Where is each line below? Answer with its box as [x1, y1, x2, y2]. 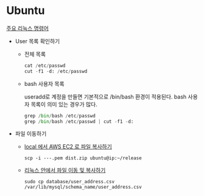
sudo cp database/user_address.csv [24, 179, 114, 185]
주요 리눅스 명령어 [6, 24, 49, 32]
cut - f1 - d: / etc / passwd [24, 68, 88, 74]
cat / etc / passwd [24, 62, 66, 69]
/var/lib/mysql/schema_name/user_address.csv [24, 184, 142, 191]
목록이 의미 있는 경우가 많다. [30, 100, 97, 108]
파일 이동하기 [15, 130, 47, 138]
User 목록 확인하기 [15, 37, 60, 44]
